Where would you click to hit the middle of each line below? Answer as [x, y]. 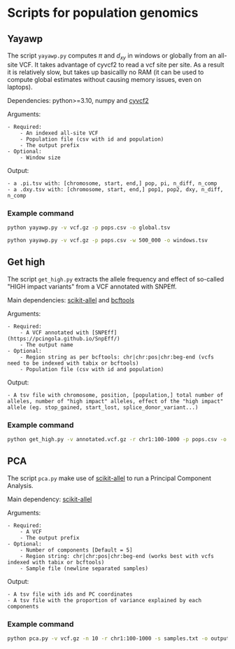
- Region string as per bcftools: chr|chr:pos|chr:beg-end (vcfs [117, 357]
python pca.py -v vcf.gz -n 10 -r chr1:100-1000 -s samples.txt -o [108, 638]
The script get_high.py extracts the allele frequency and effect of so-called [116, 279]
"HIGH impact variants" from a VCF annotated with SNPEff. [92, 286]
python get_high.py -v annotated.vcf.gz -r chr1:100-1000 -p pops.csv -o [117, 439]
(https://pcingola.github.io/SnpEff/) [64, 339]
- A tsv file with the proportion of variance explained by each [104, 600]
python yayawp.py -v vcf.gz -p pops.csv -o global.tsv [89, 228]
